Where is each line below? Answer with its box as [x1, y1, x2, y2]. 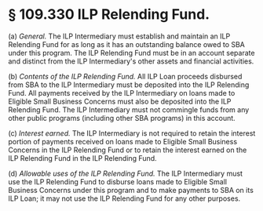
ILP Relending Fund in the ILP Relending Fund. [8, 153, 157, 162]
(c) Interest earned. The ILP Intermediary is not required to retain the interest [8, 128, 256, 138]
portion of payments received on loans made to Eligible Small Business [8, 136, 238, 146]
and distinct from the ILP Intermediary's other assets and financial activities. [8, 56, 254, 66]
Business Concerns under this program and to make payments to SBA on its [8, 185, 254, 195]
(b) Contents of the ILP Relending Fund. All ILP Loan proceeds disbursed [8, 71, 243, 81]
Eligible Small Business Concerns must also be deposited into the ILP [8, 96, 232, 106]
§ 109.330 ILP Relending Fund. [8, 5, 210, 24]
